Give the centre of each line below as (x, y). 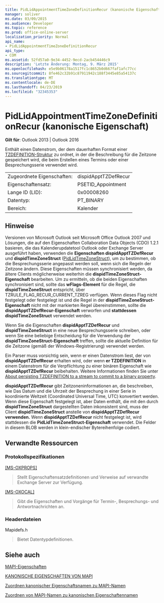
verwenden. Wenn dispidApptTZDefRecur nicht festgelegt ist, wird (73, 417)
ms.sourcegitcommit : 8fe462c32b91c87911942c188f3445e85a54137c (71, 74)
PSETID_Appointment (102, 184)
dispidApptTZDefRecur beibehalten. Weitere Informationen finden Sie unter (82, 371)
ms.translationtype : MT (29, 78)
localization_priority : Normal (37, 37)
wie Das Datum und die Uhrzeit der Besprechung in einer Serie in (71, 391)
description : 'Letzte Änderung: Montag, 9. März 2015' (62, 64)
